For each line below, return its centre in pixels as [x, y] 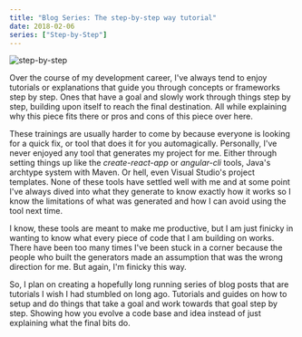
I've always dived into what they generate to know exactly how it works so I [151, 192]
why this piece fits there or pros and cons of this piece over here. [132, 116]
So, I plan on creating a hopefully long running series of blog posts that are [149, 284]
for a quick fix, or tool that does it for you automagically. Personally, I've [143, 144]
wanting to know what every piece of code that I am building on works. [142, 238]
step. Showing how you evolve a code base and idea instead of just [135, 313]
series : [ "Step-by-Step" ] [58, 34]
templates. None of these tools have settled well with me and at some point [150, 182]
